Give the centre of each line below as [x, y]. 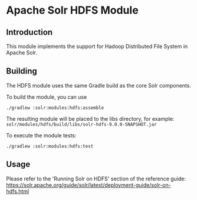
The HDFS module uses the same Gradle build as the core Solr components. [99, 85]
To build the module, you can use [47, 97]
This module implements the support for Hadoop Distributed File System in [97, 46]
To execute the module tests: [41, 135]
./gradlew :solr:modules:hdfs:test [50, 146]
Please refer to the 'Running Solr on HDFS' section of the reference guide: [96, 179]
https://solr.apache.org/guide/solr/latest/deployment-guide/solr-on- [88, 185]
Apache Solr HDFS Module [72, 10]
